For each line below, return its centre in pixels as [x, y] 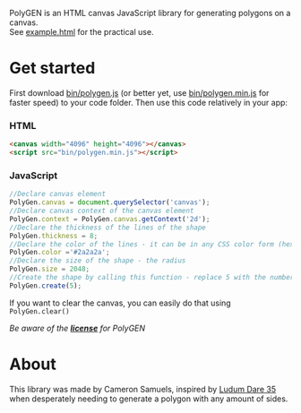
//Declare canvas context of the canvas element [102, 211]
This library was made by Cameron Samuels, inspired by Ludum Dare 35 [142, 389]
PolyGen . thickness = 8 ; [54, 236]
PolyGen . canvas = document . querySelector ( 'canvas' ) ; [110, 202]
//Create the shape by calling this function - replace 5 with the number [152, 278]
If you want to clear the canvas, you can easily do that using [120, 303]
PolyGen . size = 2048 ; [50, 269]
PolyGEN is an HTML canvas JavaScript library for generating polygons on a [150, 13]
